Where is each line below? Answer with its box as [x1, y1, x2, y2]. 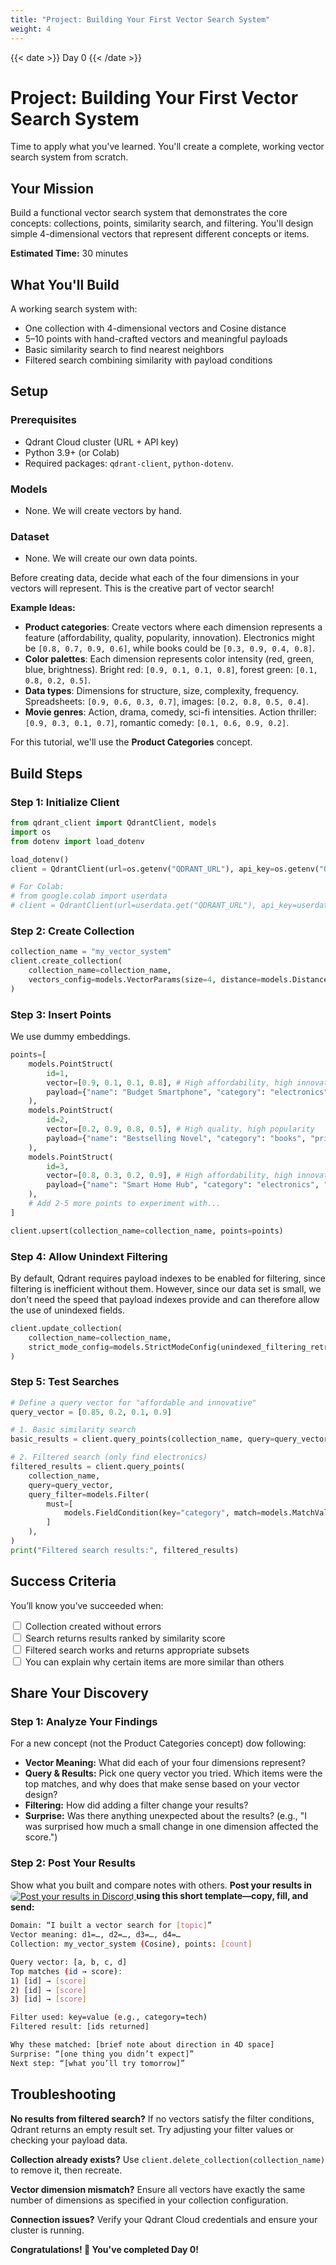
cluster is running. [10, 2224, 85, 2236]
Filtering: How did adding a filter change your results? [24, 1799, 249, 1811]
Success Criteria [10, 1573, 117, 1590]
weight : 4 [10, 24, 52, 34]
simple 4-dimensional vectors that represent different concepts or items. [10, 228, 310, 240]
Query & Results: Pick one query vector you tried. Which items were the [24, 1767, 323, 1780]
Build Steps [10, 765, 83, 782]
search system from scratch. [10, 151, 129, 163]
